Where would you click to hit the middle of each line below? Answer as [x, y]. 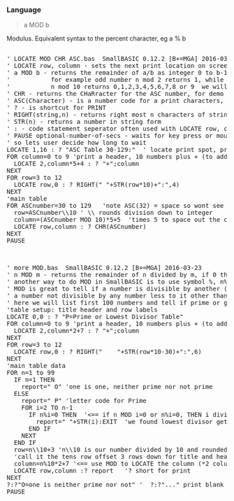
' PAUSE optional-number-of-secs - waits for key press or [110, 136]
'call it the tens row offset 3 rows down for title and [114, 457]
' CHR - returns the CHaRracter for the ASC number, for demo [115, 94]
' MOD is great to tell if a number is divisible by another [114, 289]
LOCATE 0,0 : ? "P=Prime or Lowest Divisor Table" [95, 317]
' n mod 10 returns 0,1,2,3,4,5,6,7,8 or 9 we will [117, 87]
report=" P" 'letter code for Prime [84, 401]
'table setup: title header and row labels [82, 310]
